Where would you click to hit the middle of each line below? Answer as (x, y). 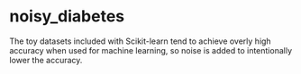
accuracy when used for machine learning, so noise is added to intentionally (151, 50)
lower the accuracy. (46, 60)
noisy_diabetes (67, 16)
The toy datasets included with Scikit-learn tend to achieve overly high (141, 41)
